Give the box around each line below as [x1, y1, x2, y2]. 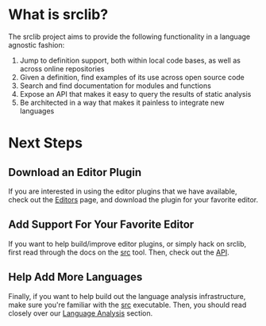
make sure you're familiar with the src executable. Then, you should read [8, 300, 247, 309]
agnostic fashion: [8, 40, 65, 49]
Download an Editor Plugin [8, 165, 142, 179]
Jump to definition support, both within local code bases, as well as [19, 56, 241, 65]
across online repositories [19, 63, 105, 73]
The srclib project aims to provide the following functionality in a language [8, 32, 251, 41]
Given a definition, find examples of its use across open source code [19, 72, 245, 82]
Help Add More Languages [8, 270, 143, 284]
